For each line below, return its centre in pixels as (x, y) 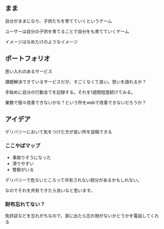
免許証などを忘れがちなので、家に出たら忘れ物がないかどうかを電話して (78, 216)
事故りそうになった (32, 157)
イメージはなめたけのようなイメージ (42, 42)
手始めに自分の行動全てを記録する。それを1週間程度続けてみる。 (70, 92)
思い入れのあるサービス (29, 71)
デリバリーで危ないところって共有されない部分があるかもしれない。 (73, 180)
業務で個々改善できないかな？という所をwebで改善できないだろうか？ (76, 102)
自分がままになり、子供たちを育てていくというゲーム (59, 21)
